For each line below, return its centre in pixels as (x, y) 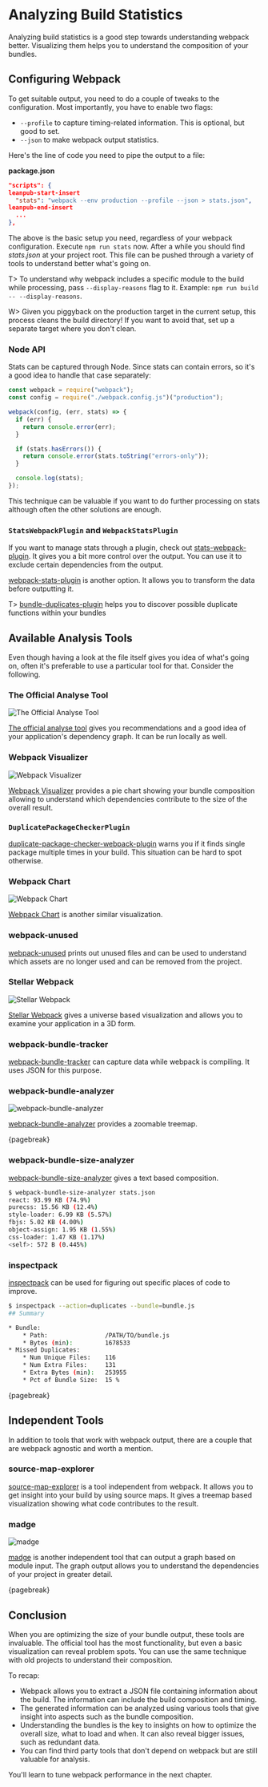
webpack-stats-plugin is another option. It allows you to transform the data (132, 580)
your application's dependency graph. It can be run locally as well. (118, 737)
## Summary (26, 1313)
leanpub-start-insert (44, 193)
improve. (23, 1291)
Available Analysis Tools (71, 638)
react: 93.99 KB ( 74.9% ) (50, 1200)
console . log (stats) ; (50, 479)
